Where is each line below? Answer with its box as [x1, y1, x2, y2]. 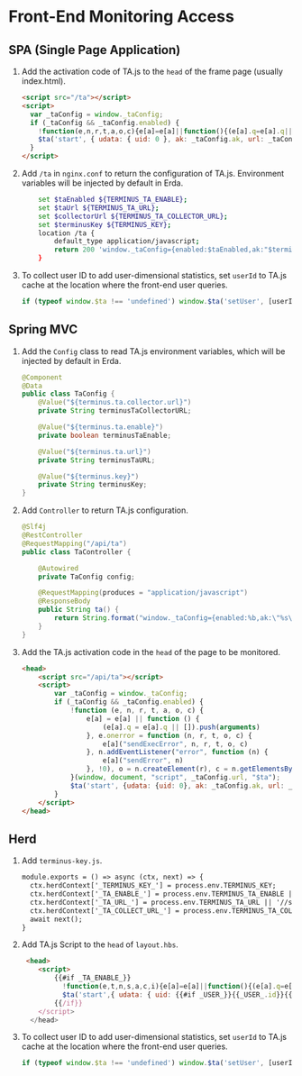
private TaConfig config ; [38, 572, 136, 581]
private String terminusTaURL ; [38, 455, 156, 465]
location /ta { [38, 228, 96, 238]
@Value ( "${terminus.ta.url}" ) [38, 447, 151, 456]
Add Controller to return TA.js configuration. [21, 505, 188, 515]
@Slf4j [21, 523, 47, 532]
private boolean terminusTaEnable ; [38, 431, 172, 440]
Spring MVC [8, 322, 78, 337]
